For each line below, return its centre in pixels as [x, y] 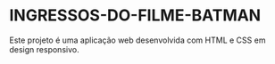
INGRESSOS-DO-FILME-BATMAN [135, 16]
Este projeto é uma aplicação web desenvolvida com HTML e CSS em [137, 40]
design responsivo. [44, 49]
